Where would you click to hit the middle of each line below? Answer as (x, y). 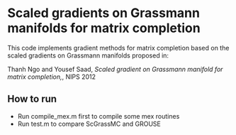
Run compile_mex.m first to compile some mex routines (99, 116)
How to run (32, 99)
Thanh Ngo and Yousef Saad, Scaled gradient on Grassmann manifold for (115, 69)
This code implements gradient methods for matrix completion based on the (118, 48)
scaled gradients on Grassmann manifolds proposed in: (88, 55)
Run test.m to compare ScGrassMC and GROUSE (89, 124)
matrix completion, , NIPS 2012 (51, 77)
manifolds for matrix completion (104, 28)
